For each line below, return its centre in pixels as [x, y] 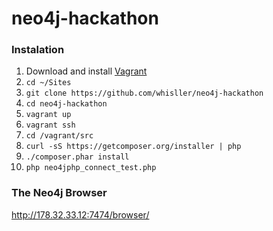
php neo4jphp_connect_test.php [91, 168]
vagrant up [48, 115]
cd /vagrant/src [59, 136]
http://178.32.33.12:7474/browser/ [80, 214]
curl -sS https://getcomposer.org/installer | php [133, 147]
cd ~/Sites [48, 83]
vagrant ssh [50, 125]
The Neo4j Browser [59, 193]
